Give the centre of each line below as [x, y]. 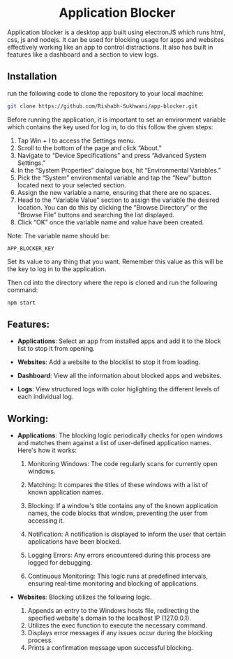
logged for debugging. [60, 563]
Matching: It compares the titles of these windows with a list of [118, 485]
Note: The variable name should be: [59, 236]
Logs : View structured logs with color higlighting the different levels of [118, 389]
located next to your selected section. [72, 185]
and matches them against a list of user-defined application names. [114, 443]
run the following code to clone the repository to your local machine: [106, 93]
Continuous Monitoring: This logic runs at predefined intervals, [118, 576]
